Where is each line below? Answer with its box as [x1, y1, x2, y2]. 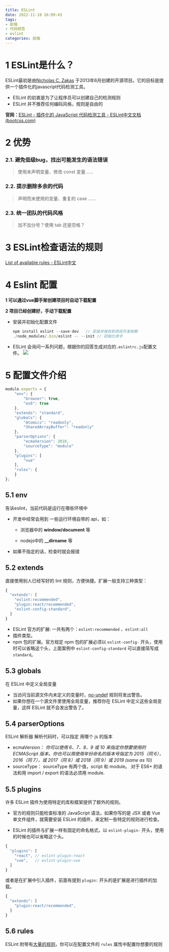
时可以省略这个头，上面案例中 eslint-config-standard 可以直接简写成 [12, 645, 159, 651]
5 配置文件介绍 [5, 369, 67, 381]
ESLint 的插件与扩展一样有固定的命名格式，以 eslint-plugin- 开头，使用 [12, 827, 164, 833]
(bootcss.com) [5, 117, 36, 123]
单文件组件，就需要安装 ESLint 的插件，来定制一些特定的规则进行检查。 [12, 816, 162, 823]
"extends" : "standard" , [14, 410, 65, 415]
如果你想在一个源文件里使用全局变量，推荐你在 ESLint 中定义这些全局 [12, 698, 158, 704]
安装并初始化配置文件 [12, 319, 57, 325]
